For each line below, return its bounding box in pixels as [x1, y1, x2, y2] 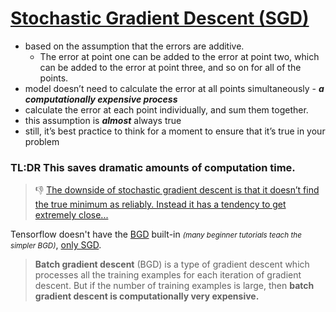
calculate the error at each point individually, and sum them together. [24, 103, 309, 116]
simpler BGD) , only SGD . [10, 239, 102, 251]
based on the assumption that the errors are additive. [24, 40, 245, 52]
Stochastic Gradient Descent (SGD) [10, 7, 310, 30]
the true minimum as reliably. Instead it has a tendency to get [34, 198, 287, 211]
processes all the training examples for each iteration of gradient [34, 269, 302, 281]
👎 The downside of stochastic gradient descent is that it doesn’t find [34, 184, 320, 196]
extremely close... [34, 209, 109, 221]
